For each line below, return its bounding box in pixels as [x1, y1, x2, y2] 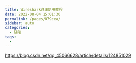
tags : [5, 35, 16, 40]
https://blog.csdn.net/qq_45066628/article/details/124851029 [5, 52, 131, 58]
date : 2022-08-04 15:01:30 [5, 12, 61, 17]
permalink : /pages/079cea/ [5, 16, 61, 21]
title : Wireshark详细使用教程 [5, 7, 63, 12]
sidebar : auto [5, 21, 35, 26]
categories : [5, 25, 30, 30]
